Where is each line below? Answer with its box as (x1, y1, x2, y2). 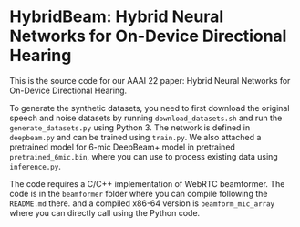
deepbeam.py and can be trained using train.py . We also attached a (9, 131, 262, 142)
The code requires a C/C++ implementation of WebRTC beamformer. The (9, 178, 285, 189)
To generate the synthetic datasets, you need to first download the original (9, 102, 290, 113)
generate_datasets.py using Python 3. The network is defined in (9, 121, 251, 133)
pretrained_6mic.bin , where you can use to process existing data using (9, 150, 278, 161)
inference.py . (9, 160, 61, 171)
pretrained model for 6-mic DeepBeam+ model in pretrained (9, 141, 235, 152)
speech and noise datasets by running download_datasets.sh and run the (9, 112, 283, 123)
